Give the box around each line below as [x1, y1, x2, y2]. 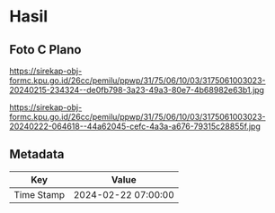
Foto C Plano [9, 42, 82, 57]
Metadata [9, 147, 65, 162]
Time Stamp [13, 188, 66, 200]
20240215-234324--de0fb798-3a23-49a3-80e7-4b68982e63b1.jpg [9, 85, 265, 95]
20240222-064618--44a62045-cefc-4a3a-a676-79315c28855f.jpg [9, 121, 261, 132]
